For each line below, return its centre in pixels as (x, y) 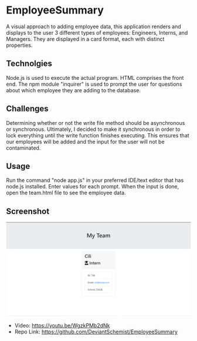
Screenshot (28, 211)
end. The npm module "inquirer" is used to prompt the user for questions (94, 84)
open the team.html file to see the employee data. (66, 193)
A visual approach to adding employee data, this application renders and (94, 26)
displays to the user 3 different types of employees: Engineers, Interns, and (97, 32)
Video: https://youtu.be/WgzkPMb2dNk (62, 326)
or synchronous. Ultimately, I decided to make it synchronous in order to (93, 129)
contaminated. (23, 148)
